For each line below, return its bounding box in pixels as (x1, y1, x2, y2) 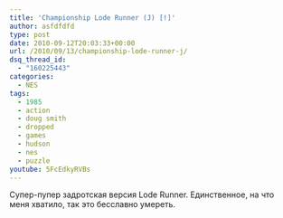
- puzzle (17, 156, 51, 166)
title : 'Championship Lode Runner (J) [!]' (9, 13, 176, 23)
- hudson (17, 139, 51, 148)
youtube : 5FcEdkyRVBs (9, 165, 91, 174)
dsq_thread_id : (9, 55, 67, 64)
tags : (9, 89, 30, 98)
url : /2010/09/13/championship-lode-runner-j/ (9, 47, 188, 56)
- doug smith (17, 114, 67, 123)
